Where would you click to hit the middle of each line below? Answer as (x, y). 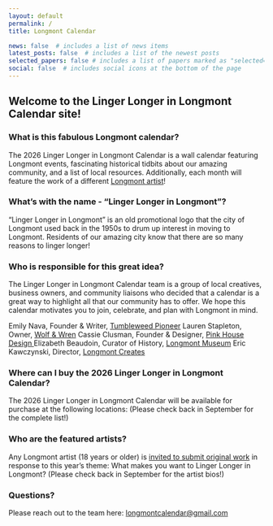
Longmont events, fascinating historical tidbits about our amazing (118, 163)
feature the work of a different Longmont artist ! (87, 180)
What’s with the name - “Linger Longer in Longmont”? (117, 202)
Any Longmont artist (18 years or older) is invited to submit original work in (133, 457)
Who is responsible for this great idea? (86, 267)
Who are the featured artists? (68, 439)
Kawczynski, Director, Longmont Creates (77, 352)
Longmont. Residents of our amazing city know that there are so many (126, 237)
